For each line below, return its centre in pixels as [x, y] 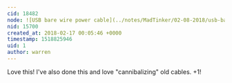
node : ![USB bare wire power [49, 20]
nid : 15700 [23, 26]
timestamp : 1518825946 [40, 39]
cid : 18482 [23, 13]
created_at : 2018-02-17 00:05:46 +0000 [65, 33]
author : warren [29, 53]
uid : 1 [17, 46]
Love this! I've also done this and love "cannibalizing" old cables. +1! [104, 72]
